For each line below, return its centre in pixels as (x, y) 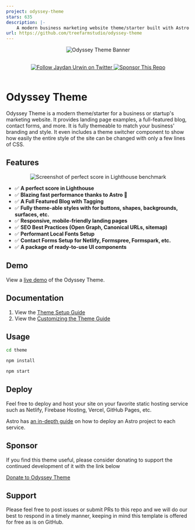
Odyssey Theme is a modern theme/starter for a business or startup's (90, 113)
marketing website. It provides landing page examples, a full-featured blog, (96, 120)
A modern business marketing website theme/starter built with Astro (103, 28)
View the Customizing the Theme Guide (62, 318)
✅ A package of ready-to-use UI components (70, 247)
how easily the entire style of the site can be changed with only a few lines (96, 138)
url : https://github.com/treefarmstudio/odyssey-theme (74, 33)
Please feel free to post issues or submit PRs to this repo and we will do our (97, 510)
